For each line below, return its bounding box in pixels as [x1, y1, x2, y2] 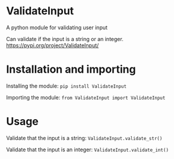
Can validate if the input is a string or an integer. [6, 35, 124, 42]
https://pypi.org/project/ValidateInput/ [6, 42, 99, 49]
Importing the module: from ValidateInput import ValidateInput [6, 93, 166, 101]
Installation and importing [6, 63, 136, 76]
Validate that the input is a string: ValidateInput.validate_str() [6, 134, 163, 141]
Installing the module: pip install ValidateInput [6, 82, 126, 89]
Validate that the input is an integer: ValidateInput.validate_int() [6, 146, 169, 153]
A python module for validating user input [6, 24, 108, 31]
